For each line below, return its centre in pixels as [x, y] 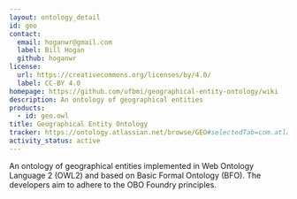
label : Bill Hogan [51, 50]
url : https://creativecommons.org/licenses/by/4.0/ [114, 75]
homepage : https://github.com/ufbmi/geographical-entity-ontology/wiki [144, 91]
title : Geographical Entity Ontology [79, 125]
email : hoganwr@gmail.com [65, 42]
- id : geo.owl [43, 116]
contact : [25, 34]
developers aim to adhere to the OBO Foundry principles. [113, 184]
